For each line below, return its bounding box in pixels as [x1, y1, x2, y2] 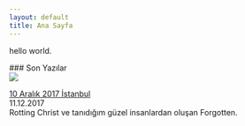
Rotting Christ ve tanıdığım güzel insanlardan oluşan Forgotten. [9, 107, 238, 117]
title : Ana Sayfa [9, 21, 73, 30]
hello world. [9, 45, 52, 56]
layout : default [9, 12, 69, 22]
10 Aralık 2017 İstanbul [9, 88, 91, 99]
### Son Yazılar [9, 63, 68, 73]
